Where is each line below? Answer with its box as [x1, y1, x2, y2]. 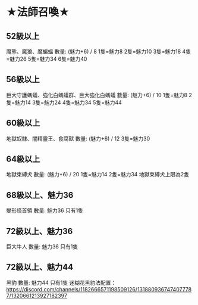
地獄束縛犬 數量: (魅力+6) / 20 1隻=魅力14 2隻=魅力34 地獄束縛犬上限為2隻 [6, 171, 189, 178]
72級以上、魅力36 [6, 226, 73, 236]
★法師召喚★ [6, 5, 70, 19]
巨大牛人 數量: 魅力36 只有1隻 [6, 243, 78, 250]
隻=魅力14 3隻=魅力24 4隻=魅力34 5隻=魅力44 [6, 99, 122, 106]
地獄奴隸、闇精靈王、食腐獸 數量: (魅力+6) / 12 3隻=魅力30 [6, 135, 150, 142]
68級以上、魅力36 [6, 190, 74, 200]
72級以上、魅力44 [6, 262, 73, 272]
